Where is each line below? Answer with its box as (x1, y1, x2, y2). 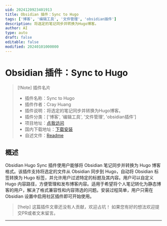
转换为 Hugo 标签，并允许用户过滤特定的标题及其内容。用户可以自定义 (9, 175, 154, 181)
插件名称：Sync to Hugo (24, 95, 75, 101)
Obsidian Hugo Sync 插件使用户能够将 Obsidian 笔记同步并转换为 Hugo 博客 (5, 162, 161, 168)
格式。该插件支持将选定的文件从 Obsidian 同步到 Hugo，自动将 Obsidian (5, 168, 153, 174)
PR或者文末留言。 (21, 210, 58, 216)
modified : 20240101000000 (5, 44, 59, 49)
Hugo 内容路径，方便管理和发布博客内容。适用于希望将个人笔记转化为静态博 (5, 181, 162, 187)
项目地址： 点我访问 (24, 120, 65, 126)
